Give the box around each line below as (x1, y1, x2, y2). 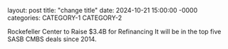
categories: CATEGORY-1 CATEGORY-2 (7, 13, 123, 22)
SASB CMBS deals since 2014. (7, 35, 97, 43)
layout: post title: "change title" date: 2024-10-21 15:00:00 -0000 (7, 6, 198, 14)
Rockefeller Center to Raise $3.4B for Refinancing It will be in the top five (7, 28, 222, 36)
